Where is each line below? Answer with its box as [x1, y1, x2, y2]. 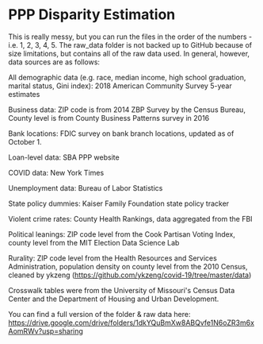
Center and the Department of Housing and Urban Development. [8, 294, 219, 303]
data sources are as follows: [8, 57, 101, 67]
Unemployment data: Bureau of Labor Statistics [8, 183, 163, 192]
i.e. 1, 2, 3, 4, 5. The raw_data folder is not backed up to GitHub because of [8, 40, 253, 49]
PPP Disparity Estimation [8, 6, 176, 24]
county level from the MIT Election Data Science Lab [8, 238, 180, 247]
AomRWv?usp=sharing [8, 326, 83, 335]
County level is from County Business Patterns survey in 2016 [8, 113, 210, 122]
